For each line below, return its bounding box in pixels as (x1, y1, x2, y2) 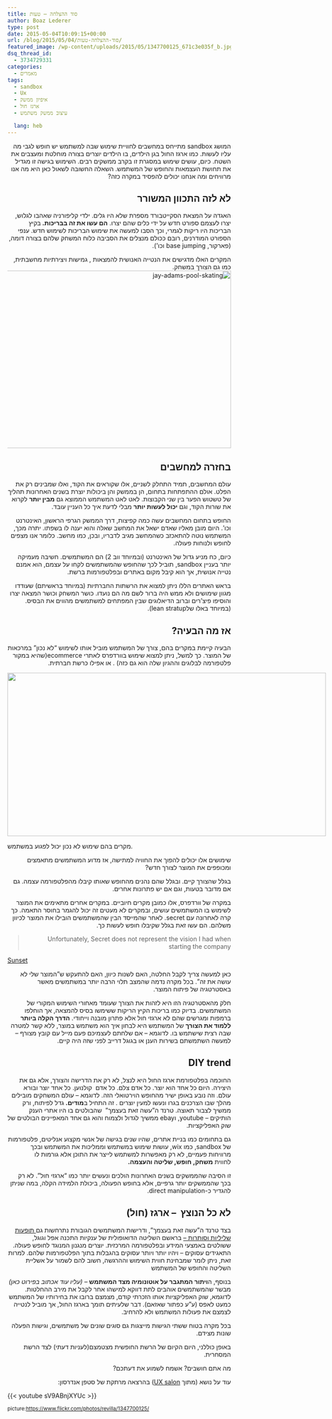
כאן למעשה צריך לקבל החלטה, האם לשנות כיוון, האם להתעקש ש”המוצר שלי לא (20, 970, 231, 979)
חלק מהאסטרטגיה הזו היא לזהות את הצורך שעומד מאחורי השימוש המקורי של (26, 999, 231, 1007)
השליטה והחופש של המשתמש (151, 1263, 231, 1272)
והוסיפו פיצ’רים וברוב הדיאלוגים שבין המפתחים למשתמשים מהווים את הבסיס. (25, 597, 231, 605)
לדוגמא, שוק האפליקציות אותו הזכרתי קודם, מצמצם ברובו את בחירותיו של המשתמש (9, 1292, 231, 1300)
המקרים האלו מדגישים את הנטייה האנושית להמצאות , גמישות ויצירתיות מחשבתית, (13, 255, 231, 263)
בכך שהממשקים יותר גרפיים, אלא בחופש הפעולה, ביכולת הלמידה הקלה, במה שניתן (10, 1178, 231, 1187)
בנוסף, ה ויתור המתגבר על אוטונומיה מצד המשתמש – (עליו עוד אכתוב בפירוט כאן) (8, 1277, 231, 1285)
